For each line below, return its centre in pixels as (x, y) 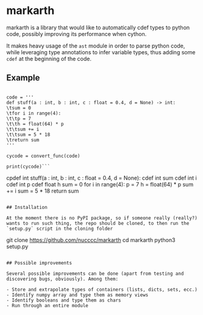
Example (23, 78)
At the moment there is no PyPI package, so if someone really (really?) (102, 218)
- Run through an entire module (47, 305)
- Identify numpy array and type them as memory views (77, 295)
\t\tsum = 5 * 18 (28, 135)
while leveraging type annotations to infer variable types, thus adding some (101, 52)
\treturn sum (23, 140)
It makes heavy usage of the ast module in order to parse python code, (96, 46)
